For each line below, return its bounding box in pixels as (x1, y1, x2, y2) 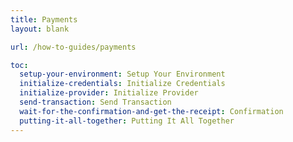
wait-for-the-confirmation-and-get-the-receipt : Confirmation (19, 106, 284, 116)
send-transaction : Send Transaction (19, 97, 172, 107)
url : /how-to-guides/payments (10, 42, 137, 52)
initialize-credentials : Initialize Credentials (19, 79, 226, 89)
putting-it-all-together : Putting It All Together (19, 116, 235, 126)
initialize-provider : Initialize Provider (19, 88, 199, 98)
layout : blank (10, 24, 70, 34)
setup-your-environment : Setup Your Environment (19, 69, 226, 80)
